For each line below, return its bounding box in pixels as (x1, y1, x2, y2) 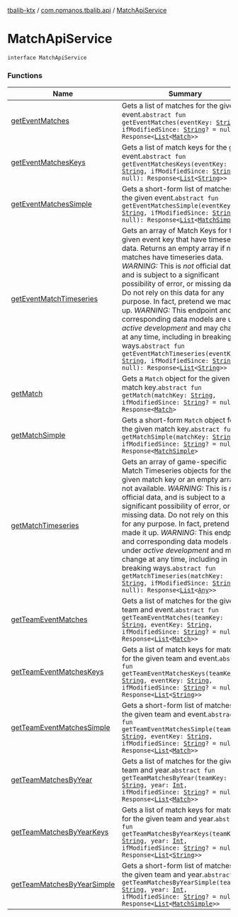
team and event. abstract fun (121, 605, 220, 615)
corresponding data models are (121, 315, 227, 325)
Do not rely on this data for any (121, 288, 225, 298)
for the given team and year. (121, 814, 216, 824)
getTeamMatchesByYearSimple (11, 879, 115, 889)
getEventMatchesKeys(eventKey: (121, 160, 227, 169)
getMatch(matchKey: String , (121, 391, 217, 400)
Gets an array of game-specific (121, 457, 227, 467)
